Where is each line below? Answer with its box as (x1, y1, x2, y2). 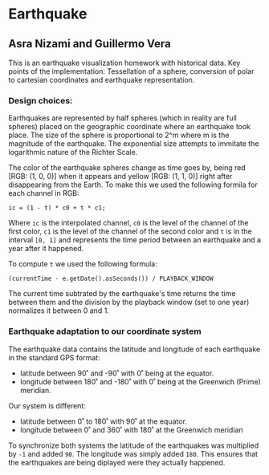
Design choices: (8, 95, 73, 106)
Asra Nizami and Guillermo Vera (8, 37, 171, 51)
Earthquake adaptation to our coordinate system (8, 326, 202, 337)
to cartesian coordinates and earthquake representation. (8, 75, 195, 84)
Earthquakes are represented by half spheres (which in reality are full (8, 113, 237, 123)
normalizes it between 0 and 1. (8, 306, 110, 315)
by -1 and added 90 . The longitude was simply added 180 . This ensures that (8, 449, 259, 458)
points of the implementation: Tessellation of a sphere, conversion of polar (8, 67, 255, 76)
